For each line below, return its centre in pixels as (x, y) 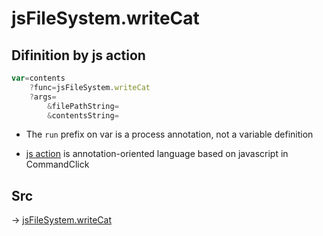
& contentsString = (83, 115)
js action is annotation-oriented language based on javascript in (157, 154)
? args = (43, 97)
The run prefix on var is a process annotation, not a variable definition (169, 134)
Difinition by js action (78, 55)
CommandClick (57, 164)
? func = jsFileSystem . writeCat (90, 87)
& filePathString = (83, 106)
